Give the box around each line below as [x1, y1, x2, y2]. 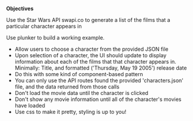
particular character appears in [6, 23, 82, 30]
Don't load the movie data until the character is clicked [14, 90, 148, 96]
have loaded [14, 102, 46, 109]
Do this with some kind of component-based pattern [14, 71, 144, 77]
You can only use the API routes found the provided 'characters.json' [14, 77, 184, 84]
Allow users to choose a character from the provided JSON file [14, 45, 169, 53]
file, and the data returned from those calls [14, 83, 120, 90]
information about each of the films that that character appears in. [14, 58, 176, 65]
